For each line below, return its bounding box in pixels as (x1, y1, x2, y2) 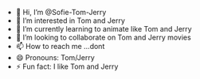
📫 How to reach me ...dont (15, 42, 105, 51)
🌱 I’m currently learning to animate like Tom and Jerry (15, 24, 193, 33)
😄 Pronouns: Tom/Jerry (15, 53, 96, 62)
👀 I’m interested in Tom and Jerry (15, 16, 125, 25)
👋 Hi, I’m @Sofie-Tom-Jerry (15, 8, 107, 17)
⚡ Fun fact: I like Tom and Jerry (15, 62, 119, 71)
